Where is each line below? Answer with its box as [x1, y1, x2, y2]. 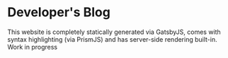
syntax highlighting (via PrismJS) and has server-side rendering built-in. [7, 35, 217, 43]
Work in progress [7, 42, 58, 51]
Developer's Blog [7, 4, 111, 21]
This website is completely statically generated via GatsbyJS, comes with [7, 28, 221, 36]
